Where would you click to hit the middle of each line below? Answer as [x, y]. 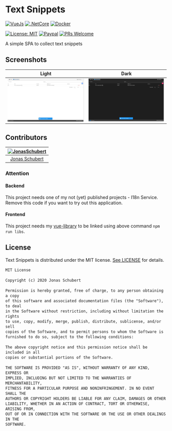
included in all [23, 352]
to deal [14, 306]
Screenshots [26, 60]
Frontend [15, 214]
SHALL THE [16, 393]
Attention [17, 173]
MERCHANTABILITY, [24, 383]
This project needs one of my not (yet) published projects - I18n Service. [82, 197]
